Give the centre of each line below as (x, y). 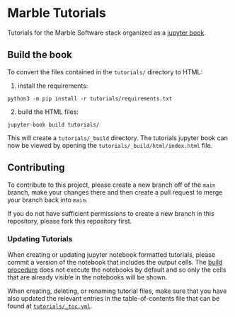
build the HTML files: (48, 112)
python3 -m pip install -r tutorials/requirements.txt (90, 98)
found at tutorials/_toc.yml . (50, 306)
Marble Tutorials (57, 13)
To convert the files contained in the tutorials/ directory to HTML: (105, 71)
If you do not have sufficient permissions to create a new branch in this (111, 213)
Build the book (40, 55)
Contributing (36, 168)
